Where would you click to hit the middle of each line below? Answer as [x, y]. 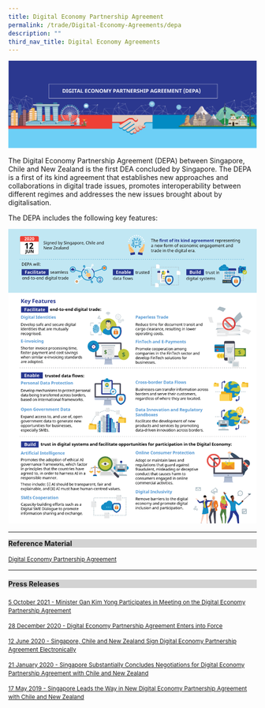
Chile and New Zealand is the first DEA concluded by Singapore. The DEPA [130, 169]
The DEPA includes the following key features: [83, 218]
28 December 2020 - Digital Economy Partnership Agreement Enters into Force [116, 626]
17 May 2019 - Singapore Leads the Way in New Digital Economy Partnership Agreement [128, 688]
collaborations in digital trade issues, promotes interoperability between [125, 185]
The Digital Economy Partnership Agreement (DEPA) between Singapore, [127, 160]
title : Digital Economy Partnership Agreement [86, 17]
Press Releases [34, 584]
